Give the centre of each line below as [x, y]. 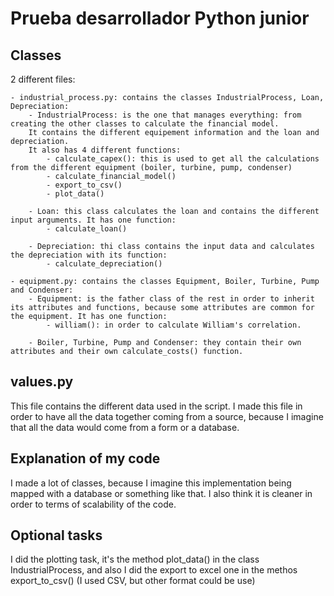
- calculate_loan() [87, 229]
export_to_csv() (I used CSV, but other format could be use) [133, 581]
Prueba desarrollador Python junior [160, 18]
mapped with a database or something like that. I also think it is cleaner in [161, 493]
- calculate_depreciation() [104, 264]
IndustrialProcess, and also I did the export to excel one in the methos [154, 570]
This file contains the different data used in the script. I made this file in [156, 406]
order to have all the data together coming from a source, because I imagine [167, 416]
